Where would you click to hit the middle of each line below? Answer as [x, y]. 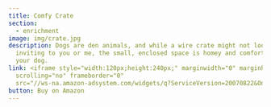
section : [23, 23]
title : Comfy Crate [41, 16]
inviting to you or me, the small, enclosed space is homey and [126, 53]
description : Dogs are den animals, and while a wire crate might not [129, 46]
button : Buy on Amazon [46, 91]
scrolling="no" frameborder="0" [70, 76]
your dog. [32, 61]
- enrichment [38, 31]
